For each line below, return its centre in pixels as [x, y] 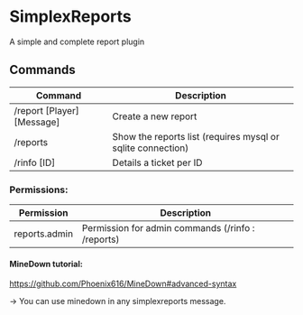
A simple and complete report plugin [77, 42]
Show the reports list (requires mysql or [196, 136]
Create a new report [155, 116]
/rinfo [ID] [35, 162]
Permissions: [39, 190]
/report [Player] [46, 110]
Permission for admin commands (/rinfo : [168, 228]
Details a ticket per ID [157, 162]
